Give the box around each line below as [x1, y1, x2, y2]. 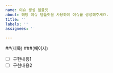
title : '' [5, 17, 27, 22]
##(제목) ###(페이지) [5, 45, 49, 51]
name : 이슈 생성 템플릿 [5, 7, 49, 13]
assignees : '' [5, 26, 36, 31]
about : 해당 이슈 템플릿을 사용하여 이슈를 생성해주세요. [5, 12, 109, 17]
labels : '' [5, 21, 29, 27]
